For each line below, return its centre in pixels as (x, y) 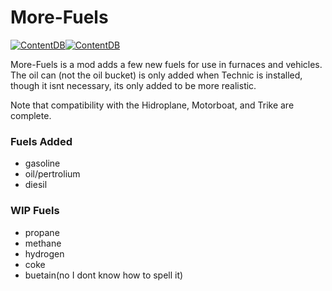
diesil (36, 185)
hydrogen (44, 253)
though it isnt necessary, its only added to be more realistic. (133, 85)
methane (43, 243)
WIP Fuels (35, 211)
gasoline (42, 163)
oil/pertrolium (52, 174)
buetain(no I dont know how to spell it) (104, 275)
